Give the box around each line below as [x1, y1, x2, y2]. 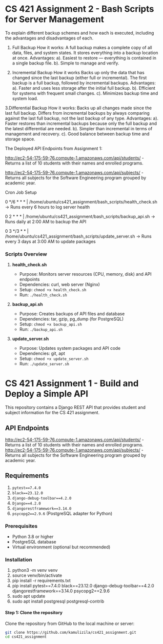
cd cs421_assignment [5, 634, 47, 640]
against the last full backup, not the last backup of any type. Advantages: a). [5, 115, 159, 121]
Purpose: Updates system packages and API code [19, 345, 121, 351]
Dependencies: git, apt [19, 350, 65, 357]
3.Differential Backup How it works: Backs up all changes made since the [5, 105, 152, 111]
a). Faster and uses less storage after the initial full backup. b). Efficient [12, 85, 156, 91]
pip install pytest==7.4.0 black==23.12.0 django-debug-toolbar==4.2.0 [12, 583, 155, 589]
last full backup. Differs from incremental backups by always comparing [5, 110, 150, 116]
